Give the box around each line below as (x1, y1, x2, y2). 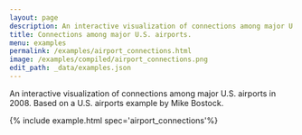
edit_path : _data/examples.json (9, 64, 131, 73)
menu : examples (9, 38, 67, 48)
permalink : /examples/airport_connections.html (9, 47, 193, 56)
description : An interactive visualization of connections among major (9, 22, 285, 31)
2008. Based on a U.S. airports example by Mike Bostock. (9, 97, 224, 108)
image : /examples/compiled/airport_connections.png (9, 55, 208, 64)
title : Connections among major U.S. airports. (9, 30, 193, 39)
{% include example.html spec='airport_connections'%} (9, 114, 219, 126)
